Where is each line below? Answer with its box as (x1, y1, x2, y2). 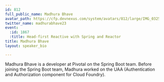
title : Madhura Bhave (5, 39, 49, 44)
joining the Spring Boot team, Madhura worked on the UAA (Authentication (5, 66, 155, 72)
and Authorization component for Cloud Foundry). (5, 71, 106, 77)
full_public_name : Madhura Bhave (5, 12, 73, 17)
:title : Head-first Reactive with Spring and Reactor (9, 35, 121, 40)
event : (5, 25, 19, 30)
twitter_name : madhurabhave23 (5, 20, 67, 26)
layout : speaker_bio (5, 43, 47, 48)
